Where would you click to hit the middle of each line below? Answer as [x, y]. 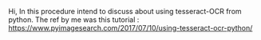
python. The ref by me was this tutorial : [74, 20]
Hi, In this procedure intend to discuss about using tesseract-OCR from [125, 11]
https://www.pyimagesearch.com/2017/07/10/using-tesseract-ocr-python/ [130, 28]
